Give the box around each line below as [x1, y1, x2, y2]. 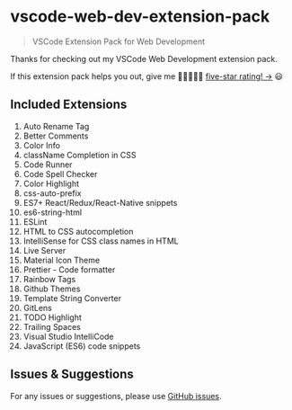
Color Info [22, 139, 61, 150]
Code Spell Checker [22, 168, 98, 179]
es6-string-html [22, 207, 83, 218]
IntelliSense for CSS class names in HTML [22, 236, 179, 246]
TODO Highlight [22, 312, 82, 323]
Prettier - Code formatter [22, 263, 116, 275]
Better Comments [22, 130, 89, 141]
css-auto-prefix [22, 187, 82, 199]
